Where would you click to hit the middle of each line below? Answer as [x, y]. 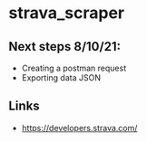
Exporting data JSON [61, 78]
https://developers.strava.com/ [79, 128]
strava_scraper [66, 13]
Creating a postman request [74, 68]
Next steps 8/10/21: [65, 47]
